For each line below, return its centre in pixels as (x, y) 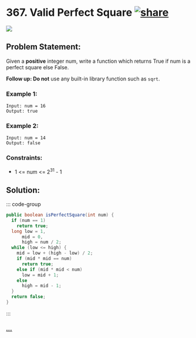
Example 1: (22, 94)
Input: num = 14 (26, 138)
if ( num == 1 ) (28, 220)
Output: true (22, 111)
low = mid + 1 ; (40, 275)
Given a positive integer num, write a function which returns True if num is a (98, 61)
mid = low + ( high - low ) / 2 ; (55, 253)
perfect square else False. (38, 67)
